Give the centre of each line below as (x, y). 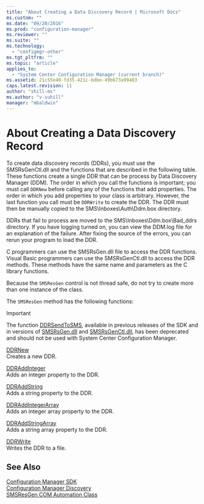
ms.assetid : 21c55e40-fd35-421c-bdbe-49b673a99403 (72, 80)
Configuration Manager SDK (42, 482)
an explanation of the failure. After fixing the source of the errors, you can (99, 233)
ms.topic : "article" (33, 63)
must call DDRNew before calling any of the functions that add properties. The (101, 189)
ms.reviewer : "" (27, 35)
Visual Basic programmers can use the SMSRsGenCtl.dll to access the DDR (100, 258)
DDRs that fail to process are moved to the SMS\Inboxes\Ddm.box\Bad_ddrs (102, 220)
